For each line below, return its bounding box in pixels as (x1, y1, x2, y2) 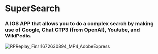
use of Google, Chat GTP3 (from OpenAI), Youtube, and (5, 26, 140, 33)
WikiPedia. (5, 33, 32, 39)
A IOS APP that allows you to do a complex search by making (5, 20, 154, 27)
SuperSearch (5, 3, 60, 14)
